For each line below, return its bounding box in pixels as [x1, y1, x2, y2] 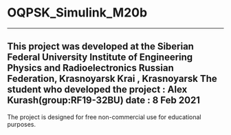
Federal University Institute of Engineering [7, 52, 193, 63]
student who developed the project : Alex [7, 84, 188, 96]
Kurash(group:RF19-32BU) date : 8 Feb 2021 [7, 94, 201, 106]
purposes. [7, 120, 36, 128]
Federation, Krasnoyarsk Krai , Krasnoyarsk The [7, 73, 218, 85]
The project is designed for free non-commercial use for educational [7, 112, 201, 121]
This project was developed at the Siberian [7, 41, 195, 52]
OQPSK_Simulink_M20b [7, 5, 148, 21]
